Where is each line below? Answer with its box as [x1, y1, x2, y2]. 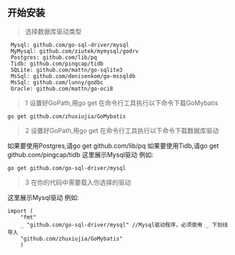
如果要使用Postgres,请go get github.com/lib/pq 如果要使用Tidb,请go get [7, 141, 219, 150]
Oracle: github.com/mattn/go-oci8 [10, 85, 114, 92]
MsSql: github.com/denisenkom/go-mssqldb [10, 72, 136, 80]
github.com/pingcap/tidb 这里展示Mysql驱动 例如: [7, 150, 154, 159]
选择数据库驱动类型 [24, 27, 82, 36]
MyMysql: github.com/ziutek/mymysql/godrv [10, 47, 139, 55]
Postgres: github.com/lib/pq [10, 54, 98, 61]
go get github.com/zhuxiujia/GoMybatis [7, 113, 126, 120]
